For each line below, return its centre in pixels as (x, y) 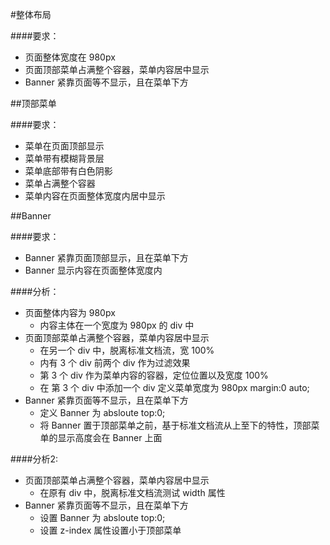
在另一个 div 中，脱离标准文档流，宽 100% (127, 350)
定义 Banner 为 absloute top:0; (102, 412)
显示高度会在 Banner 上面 (110, 437)
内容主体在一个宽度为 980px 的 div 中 (117, 325)
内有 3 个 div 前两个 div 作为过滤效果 (115, 362)
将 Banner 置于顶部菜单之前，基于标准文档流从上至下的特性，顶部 (175, 425)
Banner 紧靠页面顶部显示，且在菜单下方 (106, 257)
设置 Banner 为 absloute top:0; (102, 517)
